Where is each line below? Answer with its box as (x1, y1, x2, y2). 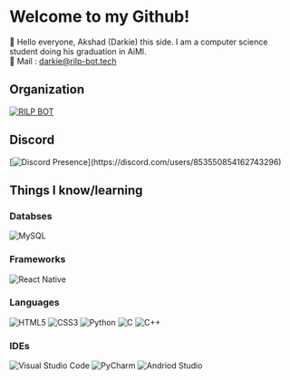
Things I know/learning (9, 182, 143, 198)
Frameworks (9, 253, 66, 266)
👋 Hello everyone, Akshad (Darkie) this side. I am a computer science (9, 36, 268, 47)
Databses (9, 209, 53, 222)
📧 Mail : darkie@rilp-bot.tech (9, 55, 117, 66)
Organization (9, 82, 84, 97)
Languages (9, 297, 61, 309)
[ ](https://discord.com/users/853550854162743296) (9, 156, 282, 167)
